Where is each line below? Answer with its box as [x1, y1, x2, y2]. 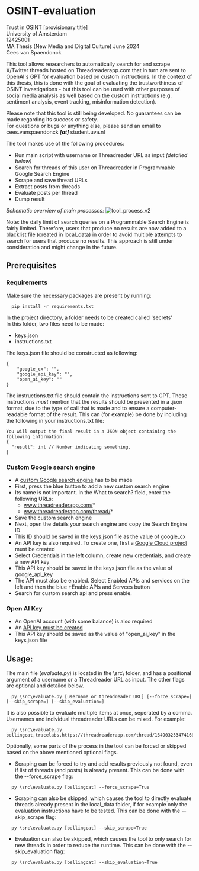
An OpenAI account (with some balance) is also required [14, 618, 153, 625]
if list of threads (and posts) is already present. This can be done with [14, 767, 185, 774]
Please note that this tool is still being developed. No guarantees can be [6, 110, 181, 117]
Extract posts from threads [14, 182, 81, 190]
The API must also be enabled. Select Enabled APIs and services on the [14, 577, 190, 584]
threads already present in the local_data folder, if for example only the [14, 801, 188, 808]
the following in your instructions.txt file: [6, 417, 105, 424]
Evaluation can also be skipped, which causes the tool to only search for [14, 835, 192, 843]
